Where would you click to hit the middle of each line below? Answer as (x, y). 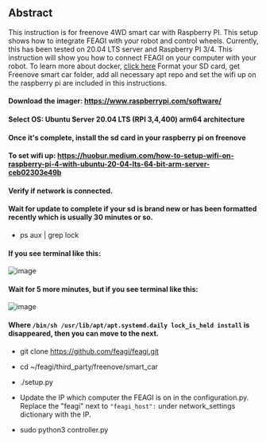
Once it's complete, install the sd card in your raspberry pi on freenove (127, 138)
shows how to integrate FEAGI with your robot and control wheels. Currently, (133, 41)
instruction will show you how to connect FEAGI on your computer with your (132, 57)
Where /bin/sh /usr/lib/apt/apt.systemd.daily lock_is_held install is (129, 324)
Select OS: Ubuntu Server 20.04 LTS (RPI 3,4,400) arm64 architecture (127, 119)
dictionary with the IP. (55, 414)
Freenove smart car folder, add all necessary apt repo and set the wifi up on (132, 74)
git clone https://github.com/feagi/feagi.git (89, 351)
